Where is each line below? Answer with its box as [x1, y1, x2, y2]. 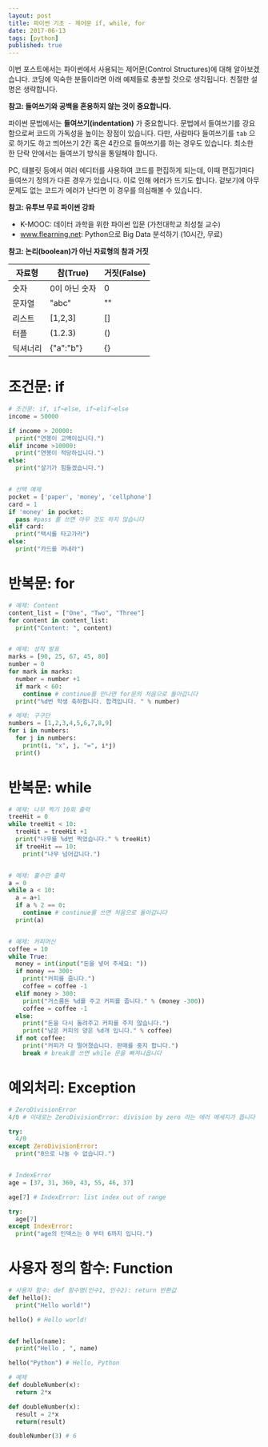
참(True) [57, 267, 90, 279]
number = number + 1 [15, 675, 81, 683]
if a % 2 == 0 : [15, 901, 66, 909]
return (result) [15, 1417, 66, 1425]
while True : [8, 952, 48, 960]
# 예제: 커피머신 [8, 937, 56, 945]
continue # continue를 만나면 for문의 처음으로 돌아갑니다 [22, 690, 198, 698]
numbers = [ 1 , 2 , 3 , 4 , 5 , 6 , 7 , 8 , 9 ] [8, 719, 113, 728]
